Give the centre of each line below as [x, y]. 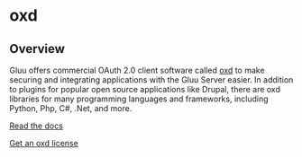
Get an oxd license [44, 143]
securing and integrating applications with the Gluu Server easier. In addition [151, 80]
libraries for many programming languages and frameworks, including [139, 99]
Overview [37, 49]
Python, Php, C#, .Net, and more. [71, 108]
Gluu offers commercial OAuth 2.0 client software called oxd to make [137, 70]
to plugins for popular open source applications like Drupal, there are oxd [145, 89]
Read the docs [36, 126]
